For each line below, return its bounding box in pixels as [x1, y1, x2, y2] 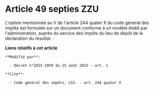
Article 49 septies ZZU [5, 3, 99, 15]
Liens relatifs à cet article [5, 45, 58, 51]
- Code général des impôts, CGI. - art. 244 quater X [9, 80, 121, 85]
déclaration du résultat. [5, 35, 52, 41]
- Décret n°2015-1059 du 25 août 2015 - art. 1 [9, 63, 109, 68]
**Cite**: [5, 71, 25, 77]
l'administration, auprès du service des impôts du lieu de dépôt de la [5, 30, 143, 36]
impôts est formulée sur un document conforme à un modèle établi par [5, 25, 148, 30]
